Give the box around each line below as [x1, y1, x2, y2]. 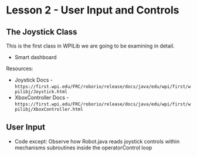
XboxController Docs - [14, 94, 69, 101]
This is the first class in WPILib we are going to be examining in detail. [6, 42, 175, 49]
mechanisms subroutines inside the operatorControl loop [14, 144, 152, 151]
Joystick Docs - [14, 77, 53, 83]
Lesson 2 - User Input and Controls [6, 4, 179, 17]
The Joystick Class [6, 27, 77, 37]
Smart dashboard [14, 54, 57, 60]
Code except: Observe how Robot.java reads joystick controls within [14, 138, 180, 145]
